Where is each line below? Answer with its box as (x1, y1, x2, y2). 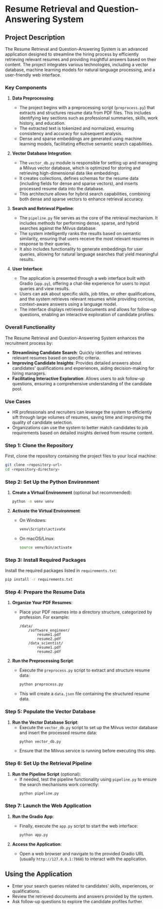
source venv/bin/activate (19, 545, 72, 550)
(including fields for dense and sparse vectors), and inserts (19, 180, 138, 186)
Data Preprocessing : (12, 95, 54, 101)
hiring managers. (12, 370, 46, 376)
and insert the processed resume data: (19, 730, 97, 735)
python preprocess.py (19, 682, 63, 687)
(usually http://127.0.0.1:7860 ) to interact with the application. (19, 856, 147, 862)
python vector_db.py (19, 739, 61, 744)
